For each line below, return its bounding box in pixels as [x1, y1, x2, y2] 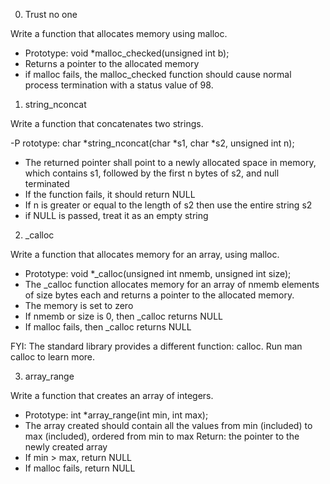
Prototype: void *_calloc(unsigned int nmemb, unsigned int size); [24, 268, 292, 279]
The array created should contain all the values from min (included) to [24, 420, 313, 431]
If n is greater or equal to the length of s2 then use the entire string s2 [24, 199, 313, 211]
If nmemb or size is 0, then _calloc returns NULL [24, 310, 223, 322]
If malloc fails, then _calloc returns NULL [24, 321, 192, 333]
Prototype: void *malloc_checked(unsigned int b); [24, 47, 230, 59]
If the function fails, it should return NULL [24, 189, 196, 200]
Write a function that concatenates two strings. [10, 118, 204, 129]
